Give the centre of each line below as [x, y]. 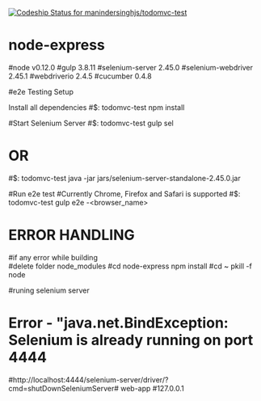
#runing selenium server [49, 290]
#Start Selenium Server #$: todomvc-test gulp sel [91, 123]
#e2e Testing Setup [41, 91]
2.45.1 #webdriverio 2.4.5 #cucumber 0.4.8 [80, 76]
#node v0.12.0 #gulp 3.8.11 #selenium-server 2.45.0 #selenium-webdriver [130, 67]
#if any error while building [53, 257]
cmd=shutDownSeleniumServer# [64, 388]
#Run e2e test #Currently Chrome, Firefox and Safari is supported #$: [124, 193]
